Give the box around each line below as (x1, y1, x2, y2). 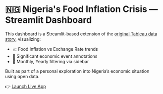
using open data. (5, 73, 40, 79)
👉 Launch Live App (5, 83, 46, 89)
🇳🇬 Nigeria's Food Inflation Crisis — (5, 3, 158, 15)
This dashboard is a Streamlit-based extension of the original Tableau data (5, 31, 158, 37)
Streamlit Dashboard (5, 14, 92, 26)
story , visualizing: (5, 36, 41, 42)
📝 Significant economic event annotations (12, 53, 98, 59)
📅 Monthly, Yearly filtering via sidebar (12, 58, 89, 64)
